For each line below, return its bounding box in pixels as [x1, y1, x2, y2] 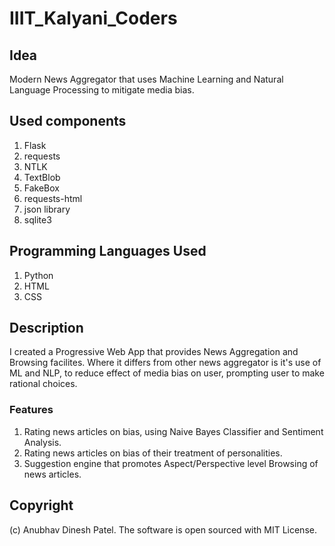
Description [9, 320, 84, 337]
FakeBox [23, 182, 60, 194]
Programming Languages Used [9, 243, 207, 260]
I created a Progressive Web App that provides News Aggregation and [9, 346, 299, 358]
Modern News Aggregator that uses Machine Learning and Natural [9, 73, 284, 85]
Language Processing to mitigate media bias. [9, 84, 195, 96]
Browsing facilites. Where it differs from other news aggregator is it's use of [9, 357, 322, 369]
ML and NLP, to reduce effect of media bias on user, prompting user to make [9, 367, 325, 379]
